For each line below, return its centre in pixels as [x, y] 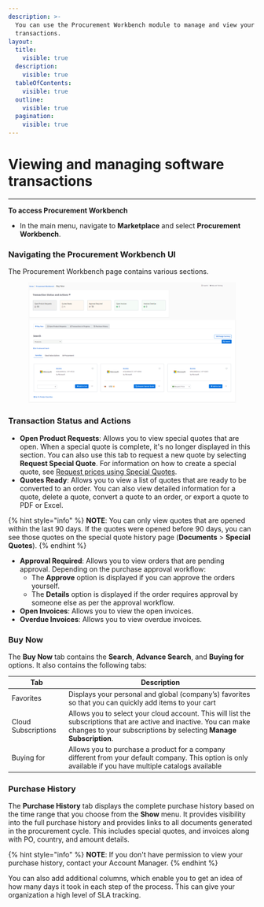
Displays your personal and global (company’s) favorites [159, 694]
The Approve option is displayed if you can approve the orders [133, 577]
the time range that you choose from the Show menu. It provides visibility [127, 814]
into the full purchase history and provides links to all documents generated [130, 822]
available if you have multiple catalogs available [145, 766]
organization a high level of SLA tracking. [75, 895]
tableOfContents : [44, 83]
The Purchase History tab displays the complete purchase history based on [131, 806]
